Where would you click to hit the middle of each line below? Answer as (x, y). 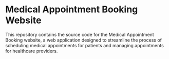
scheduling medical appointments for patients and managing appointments (85, 45)
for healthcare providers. (32, 51)
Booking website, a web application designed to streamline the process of (83, 40)
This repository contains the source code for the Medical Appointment (80, 34)
